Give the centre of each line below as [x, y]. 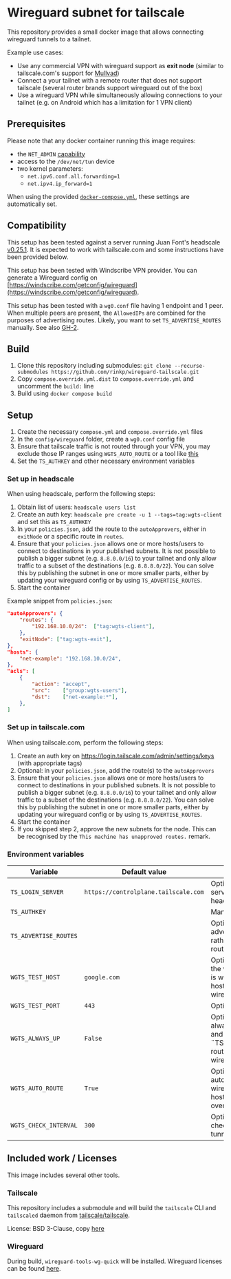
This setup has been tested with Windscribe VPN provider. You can [102, 270]
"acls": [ [21, 672]
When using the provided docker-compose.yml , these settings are [99, 196]
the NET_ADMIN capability [51, 154]
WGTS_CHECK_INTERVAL [44, 1125]
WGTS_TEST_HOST [35, 977]
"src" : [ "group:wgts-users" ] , [80, 690]
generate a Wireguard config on [52, 278]
